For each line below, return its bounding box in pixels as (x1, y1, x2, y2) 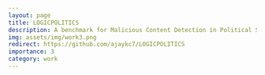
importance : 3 (8, 48, 55, 55)
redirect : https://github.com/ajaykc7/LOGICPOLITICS (8, 41, 185, 48)
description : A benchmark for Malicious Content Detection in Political (8, 26, 252, 34)
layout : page (8, 11, 51, 20)
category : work (8, 55, 58, 63)
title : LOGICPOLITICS (8, 19, 80, 27)
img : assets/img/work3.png (8, 33, 97, 41)
